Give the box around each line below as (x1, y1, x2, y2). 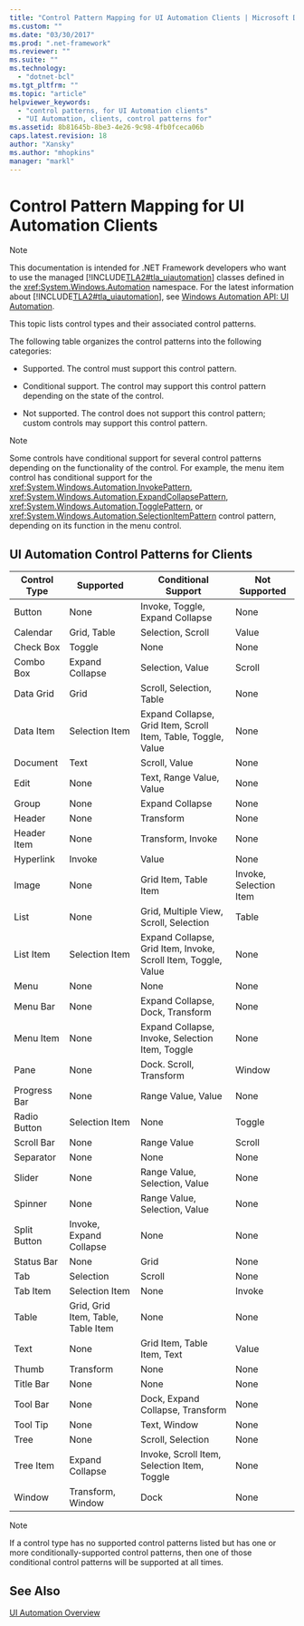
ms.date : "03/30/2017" (9, 30, 95, 39)
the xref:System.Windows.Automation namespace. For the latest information (9, 282, 294, 293)
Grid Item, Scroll (139, 719, 209, 732)
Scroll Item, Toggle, (139, 954, 223, 967)
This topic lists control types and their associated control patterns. (9, 318, 257, 329)
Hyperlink (14, 853, 56, 866)
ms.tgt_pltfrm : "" (9, 81, 79, 90)
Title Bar (14, 1378, 50, 1390)
